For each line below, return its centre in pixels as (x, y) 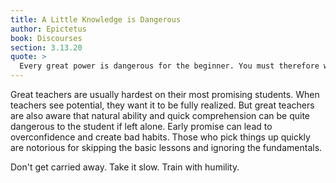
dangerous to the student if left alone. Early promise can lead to (141, 126)
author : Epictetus (48, 29)
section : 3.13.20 (46, 47)
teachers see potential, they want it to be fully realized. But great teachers (162, 105)
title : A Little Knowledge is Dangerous (96, 19)
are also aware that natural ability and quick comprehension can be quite (160, 115)
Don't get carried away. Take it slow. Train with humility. (125, 167)
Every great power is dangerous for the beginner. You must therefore (169, 66)
